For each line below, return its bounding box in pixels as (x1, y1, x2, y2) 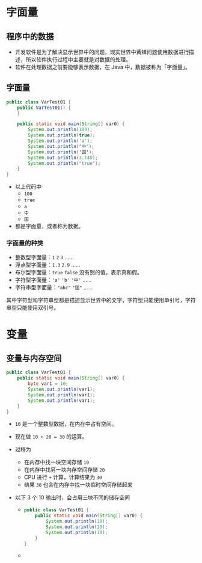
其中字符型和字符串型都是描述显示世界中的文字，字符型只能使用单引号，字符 (6, 297, 196, 304)
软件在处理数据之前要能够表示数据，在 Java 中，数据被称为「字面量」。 (14, 64, 191, 70)
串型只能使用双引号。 (6, 304, 59, 312)
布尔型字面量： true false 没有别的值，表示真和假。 (14, 269, 143, 276)
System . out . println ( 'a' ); (28, 138, 93, 144)
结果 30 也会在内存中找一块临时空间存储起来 (23, 481, 133, 488)
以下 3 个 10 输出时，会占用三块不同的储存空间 (14, 494, 130, 501)
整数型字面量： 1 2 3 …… (14, 254, 74, 261)
